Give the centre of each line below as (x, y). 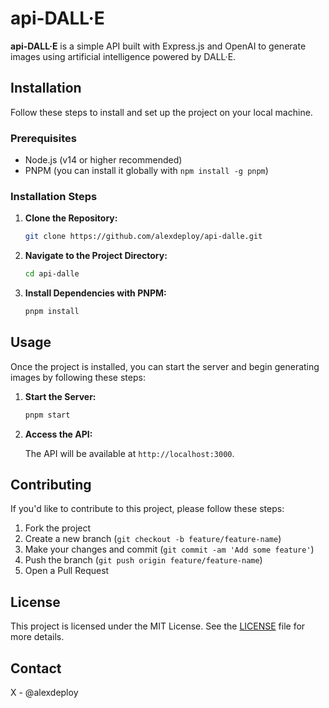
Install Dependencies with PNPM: (95, 293)
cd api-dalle (52, 274)
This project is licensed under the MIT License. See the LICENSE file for (158, 626)
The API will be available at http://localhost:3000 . (129, 453)
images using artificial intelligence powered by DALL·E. (123, 56)
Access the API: (58, 434)
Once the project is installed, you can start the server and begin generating (165, 366)
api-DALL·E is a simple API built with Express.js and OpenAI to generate (158, 46)
